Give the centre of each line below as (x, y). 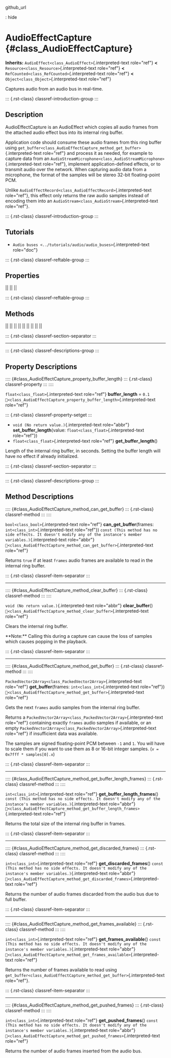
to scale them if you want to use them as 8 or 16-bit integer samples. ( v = (82, 749)
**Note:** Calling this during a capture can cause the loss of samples (79, 636)
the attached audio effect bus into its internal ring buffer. (64, 132)
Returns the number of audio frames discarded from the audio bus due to (82, 894)
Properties (22, 275)
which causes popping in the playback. (46, 641)
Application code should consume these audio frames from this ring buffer (83, 142)
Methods (20, 314)
